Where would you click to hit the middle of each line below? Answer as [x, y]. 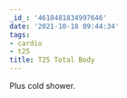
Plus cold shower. [42, 86]
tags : [20, 34]
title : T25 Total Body [52, 60]
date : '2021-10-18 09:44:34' [64, 26]
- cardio [26, 43]
